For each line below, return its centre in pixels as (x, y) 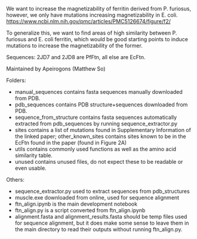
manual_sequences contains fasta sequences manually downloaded (99, 92)
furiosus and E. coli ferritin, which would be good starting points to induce (97, 39)
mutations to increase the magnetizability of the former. (75, 45)
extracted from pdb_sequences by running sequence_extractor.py (96, 124)
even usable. (30, 168)
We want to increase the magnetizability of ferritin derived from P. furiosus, (99, 9)
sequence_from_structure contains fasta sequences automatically (96, 117)
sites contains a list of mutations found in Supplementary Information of (103, 130)
